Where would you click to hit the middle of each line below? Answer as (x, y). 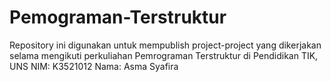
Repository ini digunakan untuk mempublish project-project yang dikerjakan (165, 45)
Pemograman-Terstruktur (118, 17)
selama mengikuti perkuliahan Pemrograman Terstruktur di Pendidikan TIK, (164, 55)
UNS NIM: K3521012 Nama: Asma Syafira (94, 66)
